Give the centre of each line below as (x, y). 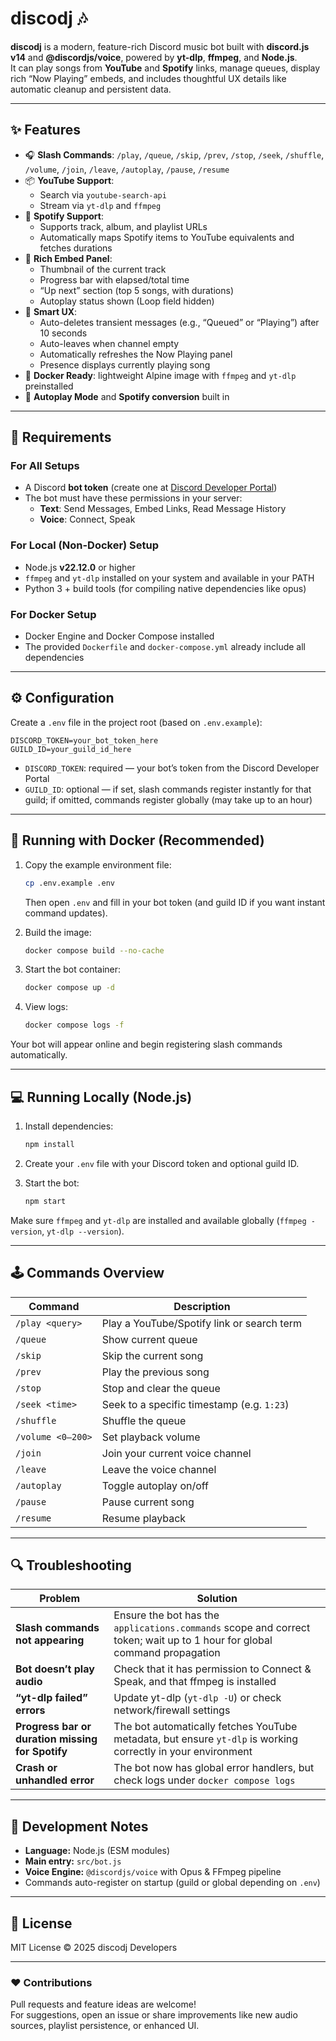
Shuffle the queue (144, 1420)
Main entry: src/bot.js (73, 1861)
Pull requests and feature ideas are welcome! (103, 2004)
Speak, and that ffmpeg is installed (195, 1682)
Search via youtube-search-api (103, 194)
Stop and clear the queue (161, 1388)
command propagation (167, 1653)
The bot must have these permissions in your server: (133, 498)
